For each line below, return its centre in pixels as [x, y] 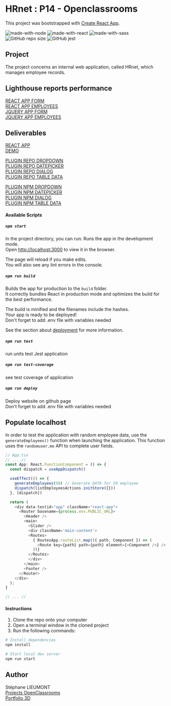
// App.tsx [17, 455]
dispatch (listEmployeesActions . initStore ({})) [65, 488]
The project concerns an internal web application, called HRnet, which [79, 67]
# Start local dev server [33, 654]
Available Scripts [24, 215]
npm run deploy [22, 389]
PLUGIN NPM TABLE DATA [33, 203]
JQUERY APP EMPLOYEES [33, 117]
